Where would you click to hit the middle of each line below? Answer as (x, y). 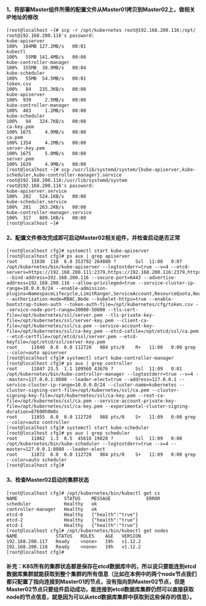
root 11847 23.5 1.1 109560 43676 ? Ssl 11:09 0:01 (94, 369)
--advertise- (160, 278)
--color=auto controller (38, 423)
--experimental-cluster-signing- (148, 407)
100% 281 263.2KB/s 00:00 (46, 207)
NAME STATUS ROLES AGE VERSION (74, 536)
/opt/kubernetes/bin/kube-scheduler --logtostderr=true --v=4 (87, 444)
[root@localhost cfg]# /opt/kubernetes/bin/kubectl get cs (83, 493)
